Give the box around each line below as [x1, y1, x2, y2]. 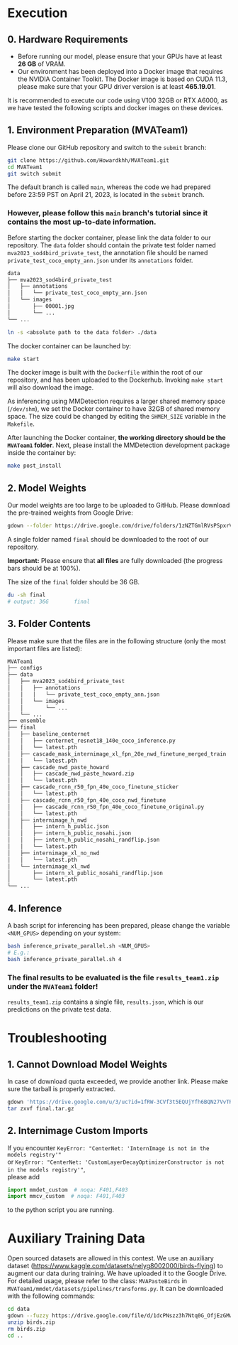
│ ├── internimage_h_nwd [7, 816, 87, 824]
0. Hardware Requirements [7, 33, 129, 45]
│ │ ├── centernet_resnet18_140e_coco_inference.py [7, 737, 176, 744]
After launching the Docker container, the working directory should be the [7, 434, 226, 442]
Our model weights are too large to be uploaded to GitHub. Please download [7, 501, 230, 510]
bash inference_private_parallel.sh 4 [7, 955, 122, 963]
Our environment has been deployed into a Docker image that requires [17, 68, 223, 75]
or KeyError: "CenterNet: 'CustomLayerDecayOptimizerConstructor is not [7, 1157, 225, 1166]
